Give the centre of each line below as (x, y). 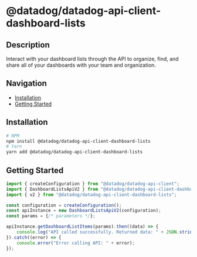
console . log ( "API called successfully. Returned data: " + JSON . (98, 232)
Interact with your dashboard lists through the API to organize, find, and (92, 59)
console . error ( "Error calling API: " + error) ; (76, 243)
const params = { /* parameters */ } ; (51, 216)
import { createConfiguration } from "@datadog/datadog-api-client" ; (93, 184)
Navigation (26, 83)
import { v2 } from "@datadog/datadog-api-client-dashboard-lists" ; (91, 194)
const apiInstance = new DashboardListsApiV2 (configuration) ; (84, 211)
